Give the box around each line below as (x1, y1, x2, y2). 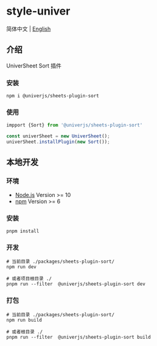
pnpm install (6, 228, 40, 234)
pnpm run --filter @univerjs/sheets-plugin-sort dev (6, 281, 146, 287)
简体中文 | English (6, 25, 51, 32)
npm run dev (6, 264, 37, 270)
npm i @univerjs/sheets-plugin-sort (6, 93, 99, 99)
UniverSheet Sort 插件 (6, 62, 62, 69)
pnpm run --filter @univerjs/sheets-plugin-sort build (6, 334, 151, 340)
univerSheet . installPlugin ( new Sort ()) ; (6, 139, 111, 145)
